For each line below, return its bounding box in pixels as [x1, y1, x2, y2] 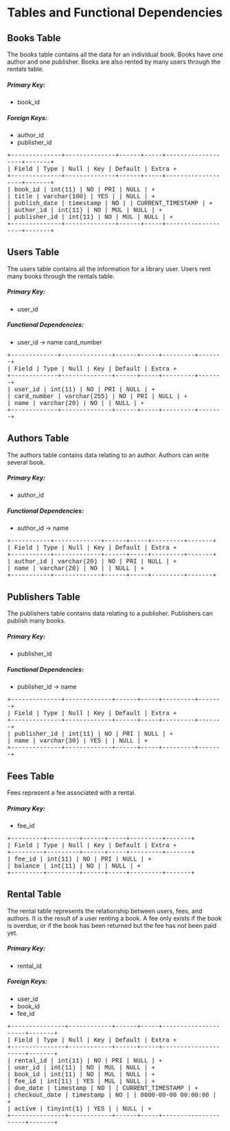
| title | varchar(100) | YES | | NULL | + [7, 192, 156, 200]
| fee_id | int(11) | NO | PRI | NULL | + [7, 855, 152, 863]
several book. [7, 458, 46, 466]
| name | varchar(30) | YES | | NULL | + [7, 737, 148, 745]
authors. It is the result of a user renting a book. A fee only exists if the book [7, 914, 222, 922]
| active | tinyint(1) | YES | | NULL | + [7, 1105, 152, 1112]
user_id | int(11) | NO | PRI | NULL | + [14, 386, 156, 393]
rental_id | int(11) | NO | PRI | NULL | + [14, 1057, 163, 1064]
